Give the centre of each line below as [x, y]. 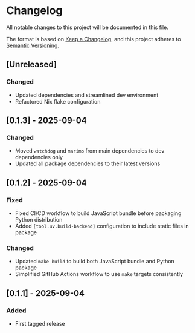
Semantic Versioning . [33, 45]
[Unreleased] [32, 64]
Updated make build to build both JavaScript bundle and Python [95, 262]
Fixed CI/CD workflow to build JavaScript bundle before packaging [98, 213]
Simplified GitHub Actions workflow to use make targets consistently [99, 274]
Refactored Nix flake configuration [58, 101]
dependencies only [39, 157]
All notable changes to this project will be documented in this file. [88, 27]
